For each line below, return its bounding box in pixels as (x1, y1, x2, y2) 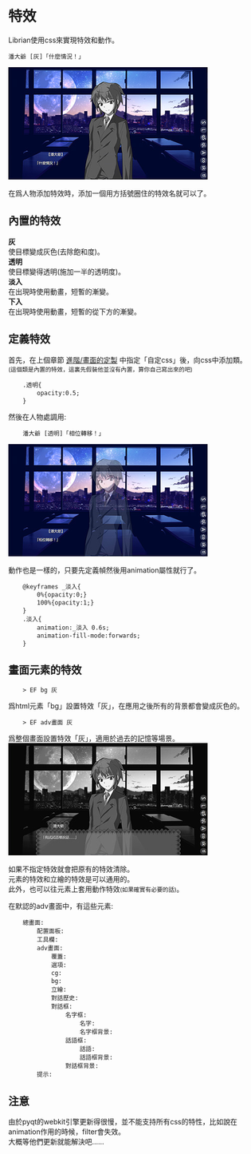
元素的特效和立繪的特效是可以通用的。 (8, 874, 134, 884)
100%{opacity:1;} (37, 598, 94, 607)
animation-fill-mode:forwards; (37, 632, 141, 640)
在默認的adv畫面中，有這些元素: (8, 902, 114, 911)
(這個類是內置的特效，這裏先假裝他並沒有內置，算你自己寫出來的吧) (8, 365, 193, 374)
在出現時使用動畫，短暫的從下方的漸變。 (8, 307, 141, 316)
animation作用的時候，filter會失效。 (8, 1127, 126, 1136)
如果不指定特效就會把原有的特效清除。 (8, 864, 134, 874)
